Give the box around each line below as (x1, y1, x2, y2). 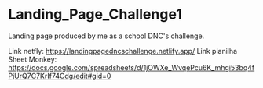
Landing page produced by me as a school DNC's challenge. (8, 31, 205, 40)
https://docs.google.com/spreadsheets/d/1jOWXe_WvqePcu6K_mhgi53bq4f (8, 62, 255, 72)
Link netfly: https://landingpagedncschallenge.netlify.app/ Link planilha (8, 46, 238, 55)
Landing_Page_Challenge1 (8, 5, 182, 23)
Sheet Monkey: (8, 55, 57, 64)
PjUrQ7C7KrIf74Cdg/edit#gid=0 (8, 71, 111, 80)
